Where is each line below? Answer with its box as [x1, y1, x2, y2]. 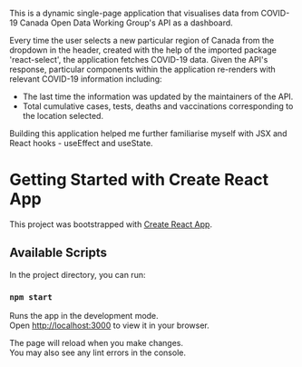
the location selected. [22, 111, 104, 121]
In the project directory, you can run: [9, 269, 146, 280]
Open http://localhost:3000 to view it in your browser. [9, 320, 210, 331]
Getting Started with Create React [9, 170, 269, 190]
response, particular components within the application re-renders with [9, 64, 276, 74]
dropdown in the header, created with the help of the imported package [9, 45, 277, 55]
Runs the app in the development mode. [9, 311, 159, 322]
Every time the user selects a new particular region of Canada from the [9, 35, 275, 45]
